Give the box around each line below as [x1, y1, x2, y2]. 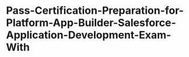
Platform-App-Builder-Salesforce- [6, 16, 176, 29]
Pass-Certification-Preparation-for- [6, 4, 184, 17]
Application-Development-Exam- [6, 29, 171, 41]
